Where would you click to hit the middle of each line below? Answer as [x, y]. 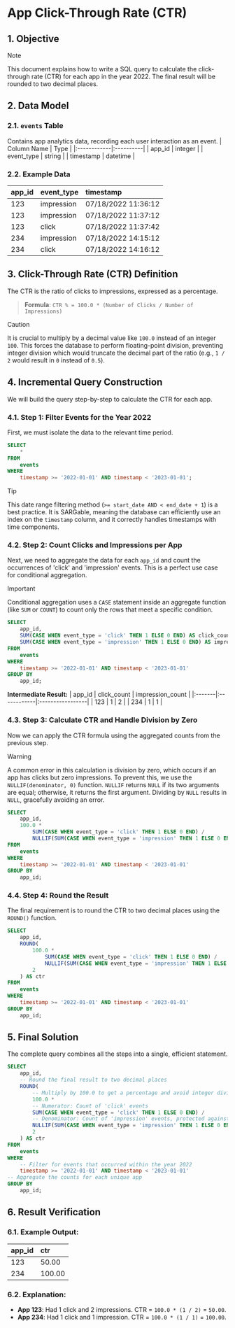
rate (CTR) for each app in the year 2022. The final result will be [123, 76]
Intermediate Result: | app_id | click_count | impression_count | [99, 695]
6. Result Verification [54, 1212]
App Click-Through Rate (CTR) [97, 13]
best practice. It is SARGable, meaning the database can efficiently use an [114, 512]
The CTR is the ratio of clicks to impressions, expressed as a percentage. [113, 291]
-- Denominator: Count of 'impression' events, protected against [131, 1119]
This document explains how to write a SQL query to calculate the [102, 69]
